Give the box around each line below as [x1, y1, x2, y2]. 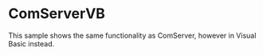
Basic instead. [8, 38, 54, 48]
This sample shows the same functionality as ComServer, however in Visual [8, 31, 257, 40]
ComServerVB [8, 5, 106, 23]
